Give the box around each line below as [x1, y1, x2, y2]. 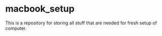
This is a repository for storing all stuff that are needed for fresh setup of [5, 20, 157, 26]
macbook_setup [5, 3, 75, 15]
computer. [5, 25, 27, 31]
